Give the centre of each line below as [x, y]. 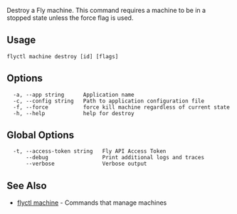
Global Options [41, 135]
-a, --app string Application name [74, 95]
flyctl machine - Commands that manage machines [92, 203]
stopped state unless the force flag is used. [70, 18]
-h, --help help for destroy [74, 113]
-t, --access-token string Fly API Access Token [90, 151]
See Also [27, 185]
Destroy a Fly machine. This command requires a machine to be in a [106, 10]
